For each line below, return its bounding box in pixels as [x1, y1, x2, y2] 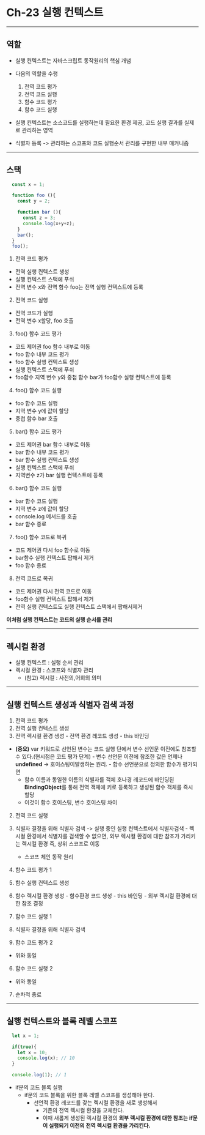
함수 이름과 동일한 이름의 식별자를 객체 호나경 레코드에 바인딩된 [24, 775, 174, 783]
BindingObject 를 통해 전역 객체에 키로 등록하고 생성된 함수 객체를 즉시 [24, 783, 193, 791]
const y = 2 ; [17, 198, 51, 204]
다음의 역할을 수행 [15, 70, 58, 77]
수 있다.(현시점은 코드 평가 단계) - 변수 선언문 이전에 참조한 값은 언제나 [15, 753, 183, 760]
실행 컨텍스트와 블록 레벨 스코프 [6, 1016, 118, 1027]
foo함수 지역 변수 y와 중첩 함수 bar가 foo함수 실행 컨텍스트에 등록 [15, 374, 172, 381]
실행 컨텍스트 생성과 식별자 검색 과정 [6, 699, 134, 710]
